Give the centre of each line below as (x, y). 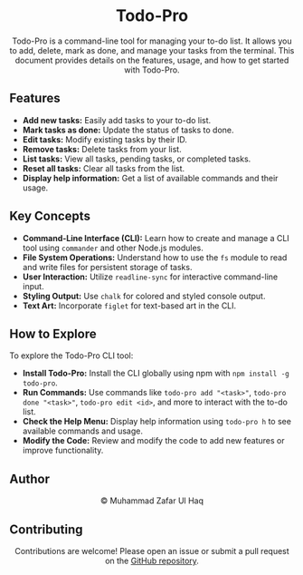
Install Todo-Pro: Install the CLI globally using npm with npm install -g (156, 374)
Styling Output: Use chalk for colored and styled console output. (144, 296)
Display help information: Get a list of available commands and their (150, 178)
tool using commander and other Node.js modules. (113, 248)
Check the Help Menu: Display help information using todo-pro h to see (157, 422)
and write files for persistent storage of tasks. (107, 267)
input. (33, 286)
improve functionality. (63, 451)
